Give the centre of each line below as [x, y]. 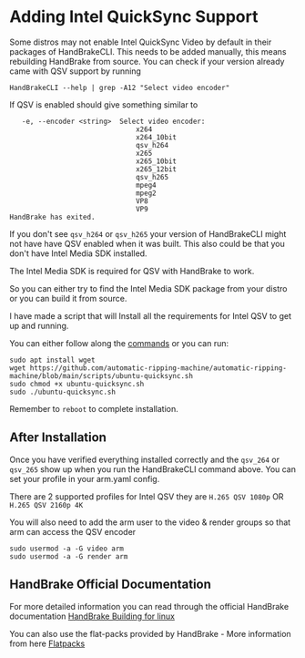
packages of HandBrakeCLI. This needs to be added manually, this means [148, 51]
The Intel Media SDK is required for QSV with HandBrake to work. [132, 271]
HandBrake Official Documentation [111, 585]
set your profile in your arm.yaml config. [85, 478]
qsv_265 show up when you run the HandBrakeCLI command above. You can [153, 469]
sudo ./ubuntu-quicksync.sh [63, 392]
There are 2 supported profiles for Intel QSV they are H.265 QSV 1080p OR [147, 496]
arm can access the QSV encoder [73, 531]
